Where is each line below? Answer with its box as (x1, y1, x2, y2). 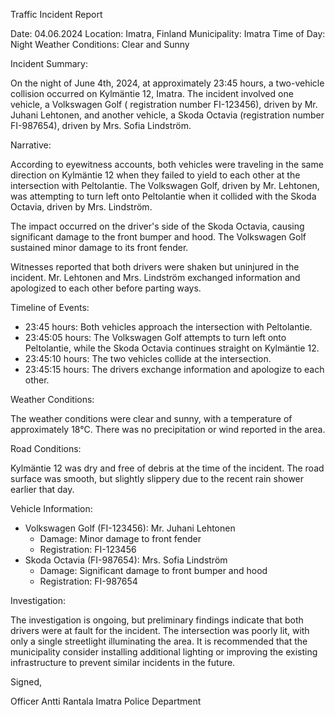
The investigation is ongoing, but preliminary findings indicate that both (10, 614, 304, 626)
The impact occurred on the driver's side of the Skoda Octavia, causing (10, 220, 305, 232)
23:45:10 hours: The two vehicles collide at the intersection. (24, 353, 272, 364)
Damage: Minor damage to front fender (39, 533, 202, 544)
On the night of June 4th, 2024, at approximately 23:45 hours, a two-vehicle (10, 77, 325, 89)
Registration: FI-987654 (39, 575, 138, 587)
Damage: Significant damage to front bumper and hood (39, 565, 268, 576)
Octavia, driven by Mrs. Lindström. (10, 201, 153, 213)
